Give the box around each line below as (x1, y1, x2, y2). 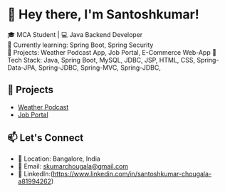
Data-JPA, (7, 63, 37, 72)
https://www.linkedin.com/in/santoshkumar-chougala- (52, 169, 212, 178)
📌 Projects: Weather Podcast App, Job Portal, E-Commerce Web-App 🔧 (7, 48, 217, 56)
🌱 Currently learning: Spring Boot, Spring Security (7, 41, 154, 49)
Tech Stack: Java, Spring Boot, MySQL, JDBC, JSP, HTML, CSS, (7, 55, 196, 64)
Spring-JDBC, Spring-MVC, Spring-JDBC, (38, 63, 162, 72)
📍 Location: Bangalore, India (17, 154, 101, 163)
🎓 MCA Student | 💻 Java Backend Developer (7, 30, 143, 38)
